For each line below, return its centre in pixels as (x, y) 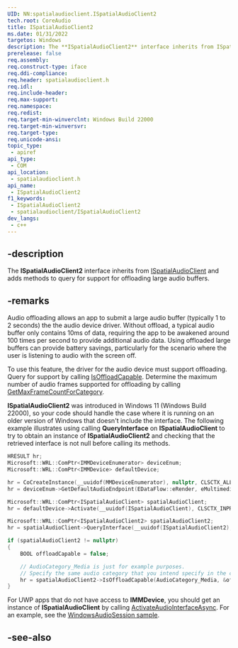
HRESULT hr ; (25, 456)
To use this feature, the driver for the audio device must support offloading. (117, 369)
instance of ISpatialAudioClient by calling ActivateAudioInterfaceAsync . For (118, 608)
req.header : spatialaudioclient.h (58, 80)
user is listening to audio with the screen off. (72, 356)
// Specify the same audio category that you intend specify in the (123, 573)
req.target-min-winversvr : (47, 126)
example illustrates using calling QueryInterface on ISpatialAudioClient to (116, 428)
